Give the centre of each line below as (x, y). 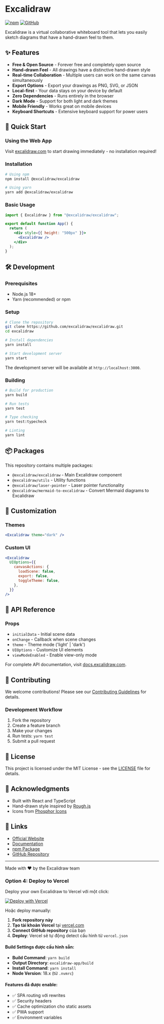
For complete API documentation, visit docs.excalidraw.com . (66, 665)
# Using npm (17, 174)
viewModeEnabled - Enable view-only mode (54, 655)
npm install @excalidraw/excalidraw (42, 179)
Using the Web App (29, 141)
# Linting (15, 431)
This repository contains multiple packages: (49, 465)
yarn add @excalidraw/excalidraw (39, 192)
